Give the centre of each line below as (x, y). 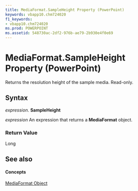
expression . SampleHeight (33, 110)
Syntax (17, 98)
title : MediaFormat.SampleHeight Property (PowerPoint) (65, 10)
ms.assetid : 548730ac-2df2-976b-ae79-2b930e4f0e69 (59, 33)
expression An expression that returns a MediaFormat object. (69, 119)
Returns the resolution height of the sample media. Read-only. (69, 82)
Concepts (16, 172)
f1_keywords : (19, 19)
